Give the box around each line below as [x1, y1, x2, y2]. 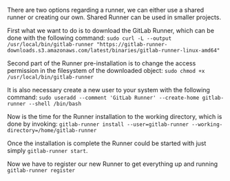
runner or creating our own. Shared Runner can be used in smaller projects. [7, 13, 222, 21]
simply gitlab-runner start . [7, 147, 88, 154]
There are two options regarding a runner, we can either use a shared [7, 6, 205, 14]
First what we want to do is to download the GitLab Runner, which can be [7, 27, 215, 34]
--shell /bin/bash [28, 100, 81, 107]
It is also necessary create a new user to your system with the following [7, 86, 210, 94]
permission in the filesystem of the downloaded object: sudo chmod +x [7, 67, 205, 74]
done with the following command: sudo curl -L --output [7, 34, 172, 42]
